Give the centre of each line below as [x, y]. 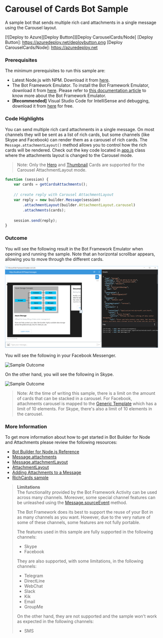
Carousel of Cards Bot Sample [67, 9]
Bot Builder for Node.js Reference [46, 452]
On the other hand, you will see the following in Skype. [59, 374]
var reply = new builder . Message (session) [57, 200]
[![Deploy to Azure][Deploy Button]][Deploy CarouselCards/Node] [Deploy [79, 37]
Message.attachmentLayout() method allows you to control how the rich [76, 145]
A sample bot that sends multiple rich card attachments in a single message [81, 22]
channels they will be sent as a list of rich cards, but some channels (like [77, 135]
